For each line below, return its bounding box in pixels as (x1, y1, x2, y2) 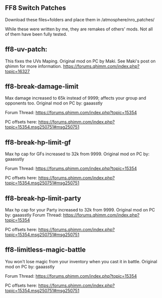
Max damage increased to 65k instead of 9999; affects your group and (5, 95, 147, 101)
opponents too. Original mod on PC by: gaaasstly (5, 100, 103, 106)
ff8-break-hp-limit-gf (5, 138, 71, 147)
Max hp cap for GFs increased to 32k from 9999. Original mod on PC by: (5, 151, 150, 157)
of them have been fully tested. (5, 31, 67, 37)
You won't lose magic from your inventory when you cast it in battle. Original (5, 258, 157, 264)
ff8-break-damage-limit (5, 82, 79, 91)
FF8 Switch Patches (5, 4, 66, 12)
